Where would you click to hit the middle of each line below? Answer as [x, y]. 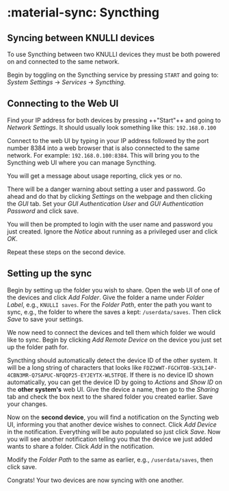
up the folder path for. [38, 347]
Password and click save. [43, 211]
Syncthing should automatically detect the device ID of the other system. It [112, 360]
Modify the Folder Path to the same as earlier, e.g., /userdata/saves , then [110, 459]
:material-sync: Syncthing [83, 13]
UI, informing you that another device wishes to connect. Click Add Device [112, 424]
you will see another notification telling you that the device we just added [110, 439]
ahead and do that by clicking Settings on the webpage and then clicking [110, 196]
